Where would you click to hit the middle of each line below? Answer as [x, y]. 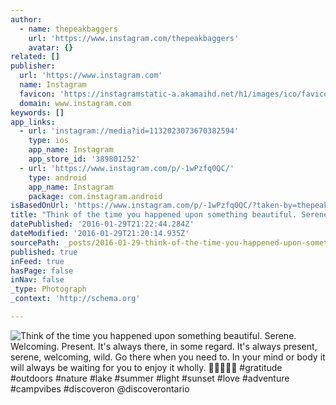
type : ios [49, 141]
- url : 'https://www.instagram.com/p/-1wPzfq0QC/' [127, 168]
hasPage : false [42, 271]
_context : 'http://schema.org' [75, 299]
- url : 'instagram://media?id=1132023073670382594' [129, 131]
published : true [44, 252]
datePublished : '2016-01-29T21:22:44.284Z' [102, 224]
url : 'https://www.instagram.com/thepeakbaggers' [134, 38]
